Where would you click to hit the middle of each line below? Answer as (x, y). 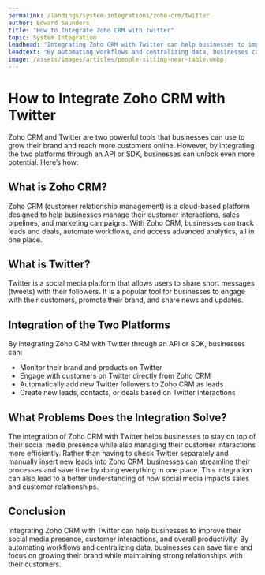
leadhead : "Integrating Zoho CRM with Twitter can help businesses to (127, 45)
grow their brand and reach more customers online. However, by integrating (131, 145)
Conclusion (37, 512)
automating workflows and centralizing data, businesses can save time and (130, 547)
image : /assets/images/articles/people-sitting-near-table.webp (116, 60)
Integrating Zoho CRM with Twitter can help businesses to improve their (125, 530)
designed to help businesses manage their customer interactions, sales (124, 215)
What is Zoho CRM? (58, 187)
